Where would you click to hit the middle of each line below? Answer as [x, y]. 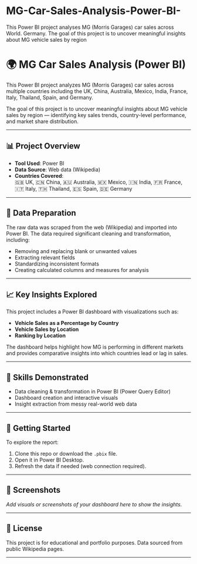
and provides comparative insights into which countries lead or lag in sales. [97, 353]
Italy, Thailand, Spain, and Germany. [50, 97]
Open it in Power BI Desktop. [49, 460]
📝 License [24, 528]
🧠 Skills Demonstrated [47, 377]
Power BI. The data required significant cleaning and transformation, [89, 233]
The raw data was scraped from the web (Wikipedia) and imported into [92, 227]
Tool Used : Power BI [39, 163]
